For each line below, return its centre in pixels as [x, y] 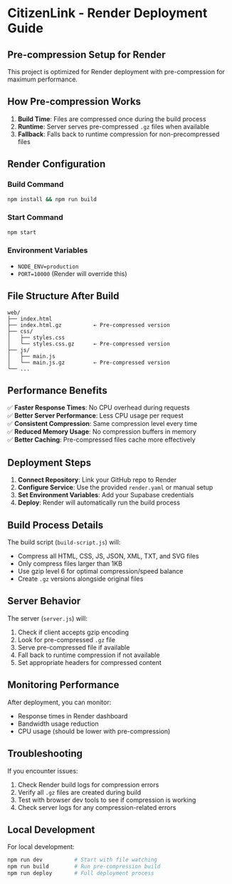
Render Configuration [57, 164]
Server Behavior [44, 601]
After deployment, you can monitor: [59, 702]
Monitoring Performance [63, 685]
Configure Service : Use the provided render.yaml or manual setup [115, 487]
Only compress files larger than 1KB [70, 564]
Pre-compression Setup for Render [86, 55]
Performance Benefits [58, 391]
